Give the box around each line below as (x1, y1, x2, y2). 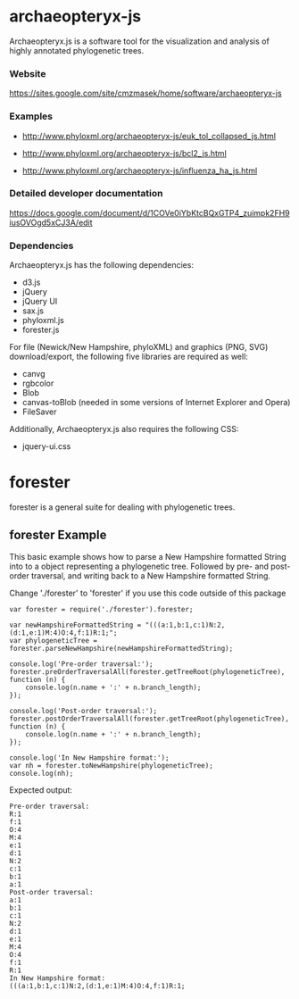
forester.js (21, 324, 60, 336)
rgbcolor (21, 378, 54, 389)
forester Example (9, 528, 107, 543)
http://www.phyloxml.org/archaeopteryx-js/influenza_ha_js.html (21, 165, 258, 176)
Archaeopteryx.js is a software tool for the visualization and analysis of (9, 36, 270, 46)
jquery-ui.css (21, 441, 71, 452)
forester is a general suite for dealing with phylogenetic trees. (9, 502, 236, 512)
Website (9, 67, 46, 79)
